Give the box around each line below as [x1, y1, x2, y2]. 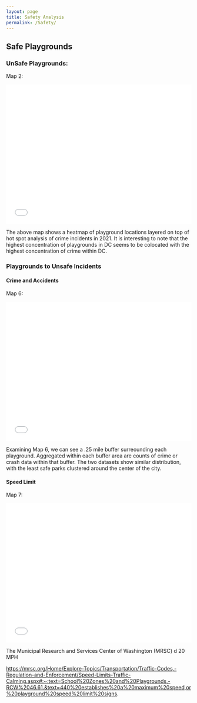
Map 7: [6, 491, 23, 499]
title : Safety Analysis [6, 14, 65, 20]
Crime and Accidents [6, 277, 59, 284]
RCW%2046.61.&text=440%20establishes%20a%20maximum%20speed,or [6, 684, 191, 691]
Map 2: [6, 73, 24, 80]
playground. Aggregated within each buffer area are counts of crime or [6, 452, 178, 459]
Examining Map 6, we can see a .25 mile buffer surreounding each [6, 446, 167, 453]
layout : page [6, 8, 38, 15]
